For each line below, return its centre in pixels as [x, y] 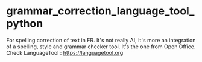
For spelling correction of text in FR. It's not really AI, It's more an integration [101, 40]
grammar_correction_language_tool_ [100, 11]
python [25, 24]
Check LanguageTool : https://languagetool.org [65, 52]
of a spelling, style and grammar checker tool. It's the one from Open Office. [101, 46]
